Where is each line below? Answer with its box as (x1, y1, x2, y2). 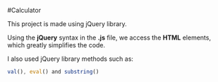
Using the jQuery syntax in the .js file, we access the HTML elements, (7, 33, 212, 42)
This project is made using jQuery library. (7, 20, 127, 28)
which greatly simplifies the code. (7, 41, 106, 49)
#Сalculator (7, 6, 41, 14)
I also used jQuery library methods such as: (7, 54, 134, 63)
